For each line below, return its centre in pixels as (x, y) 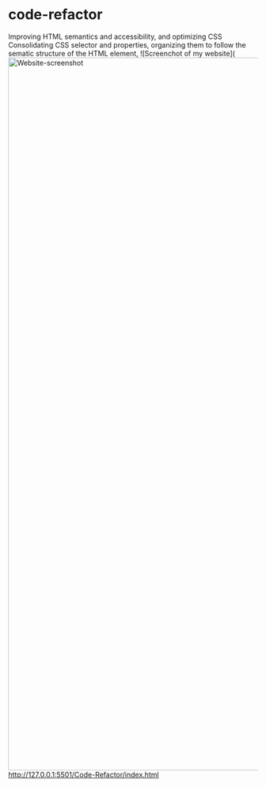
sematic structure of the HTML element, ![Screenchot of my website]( (122, 53)
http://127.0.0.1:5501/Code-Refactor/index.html (84, 774)
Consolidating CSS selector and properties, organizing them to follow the (127, 44)
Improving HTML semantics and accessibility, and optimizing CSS (115, 36)
